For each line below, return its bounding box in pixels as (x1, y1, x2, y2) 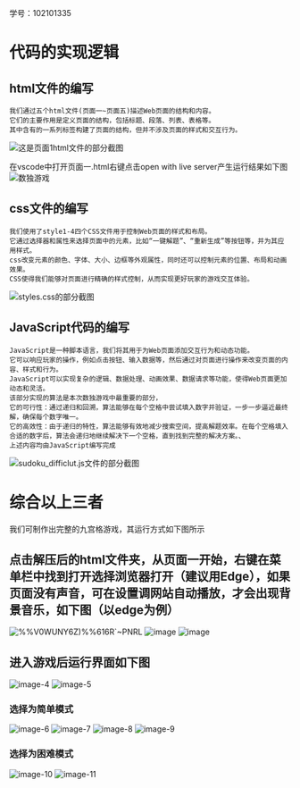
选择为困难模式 (9, 748, 74, 760)
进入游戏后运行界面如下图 (9, 655, 150, 670)
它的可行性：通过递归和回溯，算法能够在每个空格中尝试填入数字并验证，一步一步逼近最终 (9, 403, 288, 412)
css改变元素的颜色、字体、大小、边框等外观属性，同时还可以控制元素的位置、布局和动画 (9, 256, 287, 264)
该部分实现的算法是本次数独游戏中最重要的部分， (9, 393, 162, 402)
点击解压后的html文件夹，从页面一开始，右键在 (9, 552, 270, 567)
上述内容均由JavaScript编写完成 (9, 440, 116, 449)
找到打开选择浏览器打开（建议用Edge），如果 (44, 568, 291, 583)
